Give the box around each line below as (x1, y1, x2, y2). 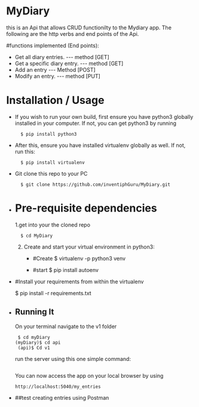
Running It (14, 307, 54, 317)
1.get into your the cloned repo (14, 221, 91, 228)
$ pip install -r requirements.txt (14, 289, 91, 296)
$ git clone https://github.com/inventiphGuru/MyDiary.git (20, 181, 171, 188)
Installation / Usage (6, 94, 105, 107)
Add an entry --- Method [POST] (14, 66, 96, 73)
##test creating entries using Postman (14, 394, 109, 401)
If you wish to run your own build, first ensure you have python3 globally (14, 113, 194, 120)
